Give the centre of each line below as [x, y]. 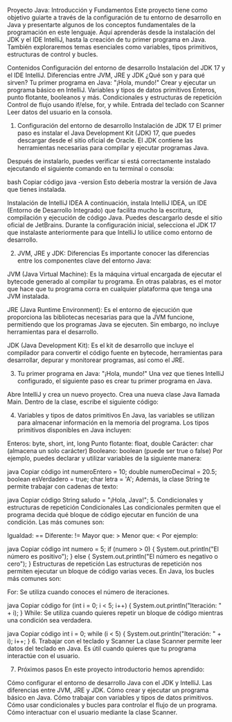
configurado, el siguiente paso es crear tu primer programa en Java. [115, 381]
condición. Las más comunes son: [56, 522]
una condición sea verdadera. [50, 620]
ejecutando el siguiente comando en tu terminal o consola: [91, 169]
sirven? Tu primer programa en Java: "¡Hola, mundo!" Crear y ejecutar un [111, 82]
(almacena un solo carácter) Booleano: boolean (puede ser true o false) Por [115, 451]
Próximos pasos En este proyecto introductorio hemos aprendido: [111, 669]
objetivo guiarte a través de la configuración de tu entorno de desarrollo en [114, 17]
